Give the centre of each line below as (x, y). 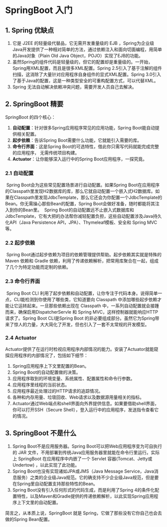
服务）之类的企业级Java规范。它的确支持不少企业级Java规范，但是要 (88, 477)
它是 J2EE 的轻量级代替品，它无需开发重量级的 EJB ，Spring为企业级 (83, 43)
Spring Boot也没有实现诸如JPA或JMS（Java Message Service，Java (83, 471)
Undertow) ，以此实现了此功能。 (46, 465)
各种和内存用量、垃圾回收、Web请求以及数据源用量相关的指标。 (78, 397)
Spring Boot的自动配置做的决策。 (46, 372)
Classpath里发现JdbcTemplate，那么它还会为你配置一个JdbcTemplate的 (88, 197)
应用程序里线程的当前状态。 (41, 385)
